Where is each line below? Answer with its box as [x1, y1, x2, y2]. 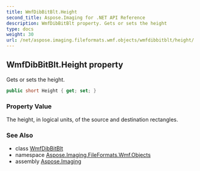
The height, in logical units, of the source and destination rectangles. [6, 116, 178, 123]
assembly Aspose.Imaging [15, 158, 82, 165]
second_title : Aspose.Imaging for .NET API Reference [6, 15, 146, 21]
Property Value [6, 102, 52, 110]
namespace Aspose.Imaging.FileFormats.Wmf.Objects [15, 152, 151, 159]
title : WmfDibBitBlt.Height [6, 9, 78, 15]
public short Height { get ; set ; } [6, 88, 97, 94]
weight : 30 [6, 32, 34, 38]
